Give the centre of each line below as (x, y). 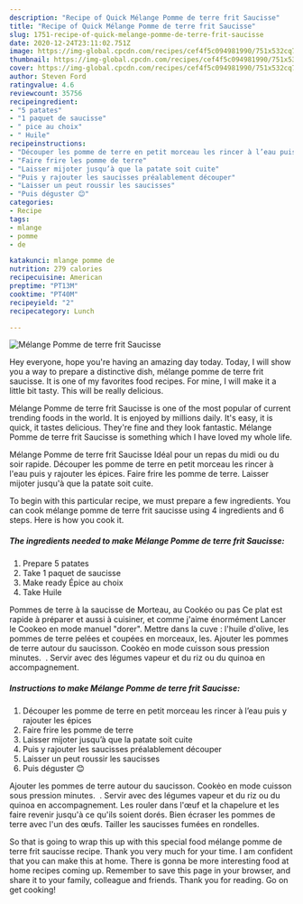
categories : (32, 203)
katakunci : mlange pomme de (62, 261)
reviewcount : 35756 (46, 93)
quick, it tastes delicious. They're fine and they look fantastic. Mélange (141, 428)
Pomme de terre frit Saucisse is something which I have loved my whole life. (151, 437)
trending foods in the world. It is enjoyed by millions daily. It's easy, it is (141, 418)
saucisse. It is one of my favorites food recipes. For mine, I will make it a (143, 381)
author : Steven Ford (48, 77)
